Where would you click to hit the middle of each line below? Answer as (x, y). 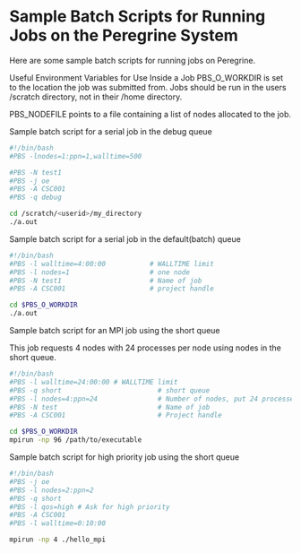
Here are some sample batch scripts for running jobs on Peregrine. (133, 60)
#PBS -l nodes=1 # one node (100, 272)
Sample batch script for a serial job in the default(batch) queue (125, 238)
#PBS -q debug (36, 198)
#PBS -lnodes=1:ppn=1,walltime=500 (76, 156)
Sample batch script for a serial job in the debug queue (111, 131)
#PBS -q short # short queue (110, 390)
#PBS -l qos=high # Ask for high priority (90, 507)
